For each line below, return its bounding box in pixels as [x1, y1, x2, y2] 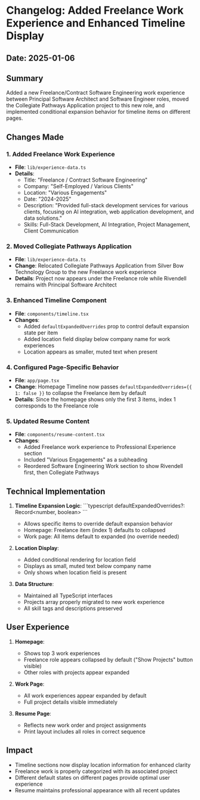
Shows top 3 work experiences [23, 650, 100, 657]
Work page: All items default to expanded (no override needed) [23, 533, 180, 540]
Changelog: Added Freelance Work [6, 4, 184, 17]
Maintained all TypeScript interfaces [23, 592, 113, 599]
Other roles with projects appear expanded [23, 669, 130, 676]
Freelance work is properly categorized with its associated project [14, 768, 178, 775]
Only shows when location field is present [23, 569, 127, 576]
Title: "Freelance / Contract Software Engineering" [23, 176, 148, 183]
